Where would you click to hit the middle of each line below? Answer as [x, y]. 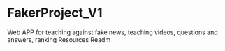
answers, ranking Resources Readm [59, 39]
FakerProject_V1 [55, 13]
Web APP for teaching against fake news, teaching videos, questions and [112, 32]
